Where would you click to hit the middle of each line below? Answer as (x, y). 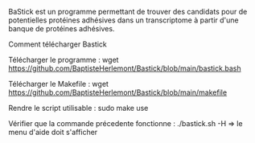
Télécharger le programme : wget (64, 60)
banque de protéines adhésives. (62, 29)
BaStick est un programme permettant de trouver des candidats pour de (128, 12)
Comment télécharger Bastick (58, 44)
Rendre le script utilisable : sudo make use (78, 108)
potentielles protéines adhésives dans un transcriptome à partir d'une (123, 20)
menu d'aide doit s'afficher (53, 132)
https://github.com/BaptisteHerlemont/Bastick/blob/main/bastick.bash (125, 68)
